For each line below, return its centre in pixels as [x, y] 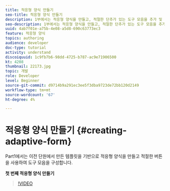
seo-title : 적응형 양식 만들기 [34, 15]
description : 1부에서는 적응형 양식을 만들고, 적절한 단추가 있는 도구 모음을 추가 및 [84, 19]
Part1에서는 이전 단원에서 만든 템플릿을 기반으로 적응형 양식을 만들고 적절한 [79, 156]
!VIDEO [25, 183]
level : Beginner [22, 81]
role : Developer [22, 76]
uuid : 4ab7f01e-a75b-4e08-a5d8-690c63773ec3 [53, 29]
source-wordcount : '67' [30, 95]
